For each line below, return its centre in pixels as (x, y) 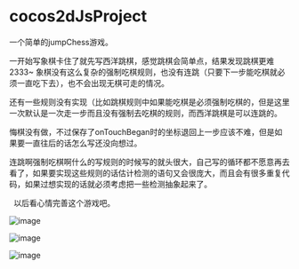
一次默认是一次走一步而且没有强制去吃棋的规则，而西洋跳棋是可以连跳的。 (145, 113)
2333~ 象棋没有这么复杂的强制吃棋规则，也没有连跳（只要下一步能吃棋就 (143, 72)
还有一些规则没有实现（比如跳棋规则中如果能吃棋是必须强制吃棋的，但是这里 (149, 102)
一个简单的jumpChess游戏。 (61, 42)
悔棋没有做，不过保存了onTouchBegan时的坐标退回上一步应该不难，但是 (142, 131)
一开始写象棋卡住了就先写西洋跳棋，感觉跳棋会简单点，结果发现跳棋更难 (141, 60)
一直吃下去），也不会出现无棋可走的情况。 (93, 83)
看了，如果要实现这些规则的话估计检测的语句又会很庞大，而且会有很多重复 (145, 173)
